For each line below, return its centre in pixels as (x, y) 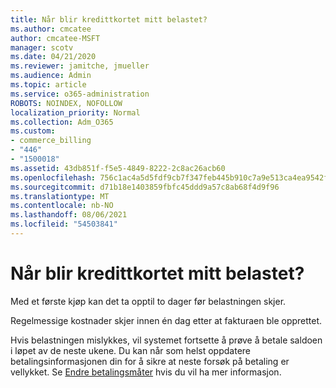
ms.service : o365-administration (80, 94)
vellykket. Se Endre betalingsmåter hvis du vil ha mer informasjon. (146, 372)
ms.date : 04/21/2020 (53, 57)
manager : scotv (42, 47)
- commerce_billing (51, 141)
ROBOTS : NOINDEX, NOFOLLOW (66, 103)
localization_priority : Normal (75, 112)
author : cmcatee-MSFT (55, 38)
